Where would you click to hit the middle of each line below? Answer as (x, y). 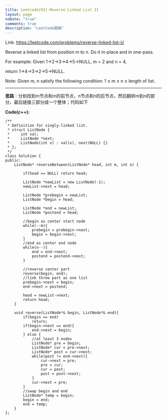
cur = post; (53, 369)
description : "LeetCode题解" (35, 28)
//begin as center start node (54, 221)
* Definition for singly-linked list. (47, 126)
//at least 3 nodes (52, 339)
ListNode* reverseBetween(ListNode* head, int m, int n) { (77, 165)
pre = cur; (52, 365)
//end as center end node (50, 243)
